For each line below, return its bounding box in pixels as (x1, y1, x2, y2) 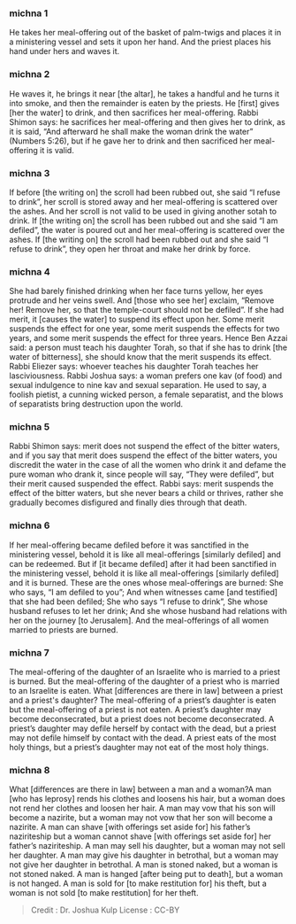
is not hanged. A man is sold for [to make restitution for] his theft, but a (9, 878, 267, 889)
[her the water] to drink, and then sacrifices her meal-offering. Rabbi (9, 107, 259, 118)
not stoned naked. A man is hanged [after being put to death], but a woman (9, 869, 284, 880)
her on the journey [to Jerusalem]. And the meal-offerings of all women (9, 615, 269, 625)
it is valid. (39, 144, 75, 155)
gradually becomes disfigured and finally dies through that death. (9, 497, 247, 508)
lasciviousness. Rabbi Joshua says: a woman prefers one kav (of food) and (9, 370, 283, 381)
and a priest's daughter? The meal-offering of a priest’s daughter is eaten (9, 695, 277, 706)
